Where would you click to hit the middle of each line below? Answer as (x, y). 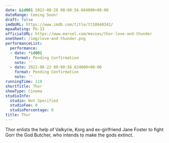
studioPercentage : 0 (32, 110)
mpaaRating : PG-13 (25, 29)
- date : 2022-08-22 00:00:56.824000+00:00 (56, 67)
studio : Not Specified (34, 100)
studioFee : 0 (24, 106)
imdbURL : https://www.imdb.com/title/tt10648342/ (59, 24)
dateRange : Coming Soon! (32, 15)
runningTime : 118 (24, 81)
